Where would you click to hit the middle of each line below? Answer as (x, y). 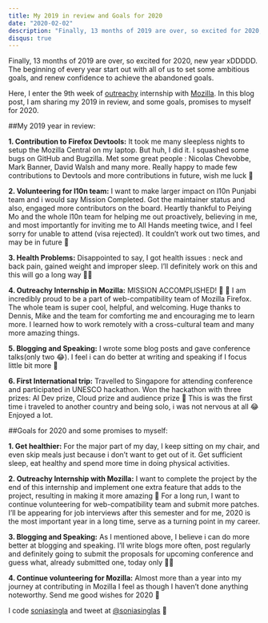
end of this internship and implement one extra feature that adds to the (125, 487)
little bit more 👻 (33, 366)
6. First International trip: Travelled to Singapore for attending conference (131, 381)
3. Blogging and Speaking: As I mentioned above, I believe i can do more (129, 537)
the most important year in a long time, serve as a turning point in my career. (134, 521)
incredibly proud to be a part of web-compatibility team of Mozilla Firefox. (130, 299)
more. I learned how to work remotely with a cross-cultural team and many (131, 325)
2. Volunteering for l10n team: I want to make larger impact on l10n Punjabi (132, 191)
